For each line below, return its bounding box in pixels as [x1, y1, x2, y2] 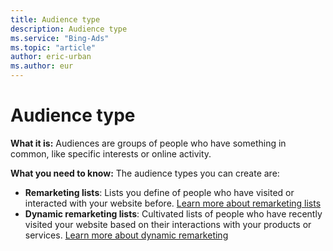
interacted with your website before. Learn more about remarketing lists [24, 197, 322, 209]
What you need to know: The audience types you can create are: [10, 167, 280, 179]
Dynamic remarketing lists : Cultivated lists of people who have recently [24, 207, 323, 220]
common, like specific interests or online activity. [10, 147, 212, 160]
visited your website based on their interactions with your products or [24, 218, 312, 230]
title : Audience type [10, 14, 101, 25]
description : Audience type [10, 24, 128, 34]
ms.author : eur [10, 61, 74, 71]
